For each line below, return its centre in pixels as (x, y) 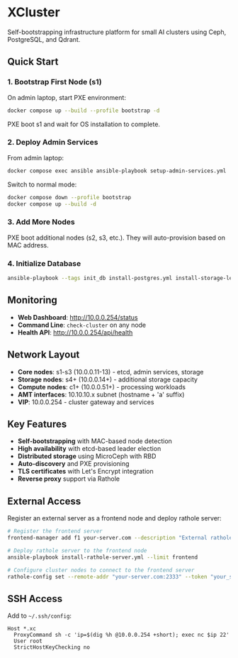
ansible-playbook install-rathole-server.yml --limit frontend (103, 557)
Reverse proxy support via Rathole (69, 479)
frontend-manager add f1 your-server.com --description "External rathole (120, 538)
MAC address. (28, 245)
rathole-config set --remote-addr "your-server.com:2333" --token (107, 576)
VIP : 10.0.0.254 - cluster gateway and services (86, 402)
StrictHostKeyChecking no (52, 647)
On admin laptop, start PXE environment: (67, 97)
